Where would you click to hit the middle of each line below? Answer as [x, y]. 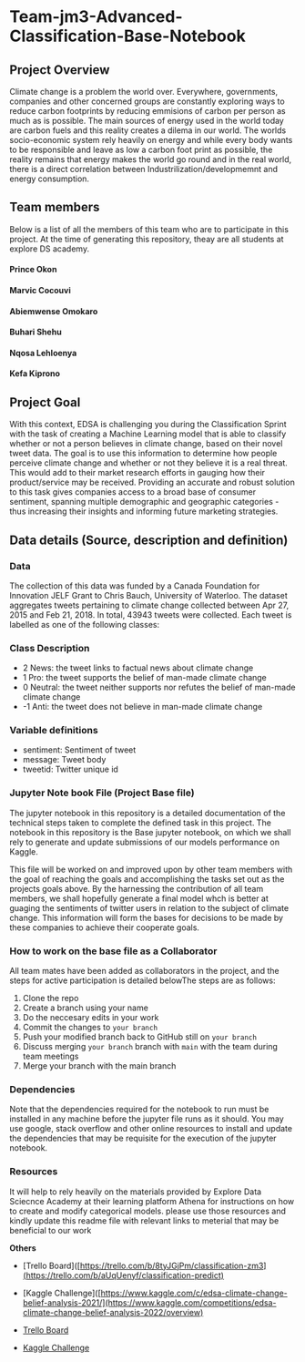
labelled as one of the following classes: [85, 624]
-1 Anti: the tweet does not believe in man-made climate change [142, 707]
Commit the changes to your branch [90, 1028]
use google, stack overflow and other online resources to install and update [151, 1129]
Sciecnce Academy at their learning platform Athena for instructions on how [152, 1201]
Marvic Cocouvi [40, 290]
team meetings [51, 1056]
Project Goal [45, 402]
